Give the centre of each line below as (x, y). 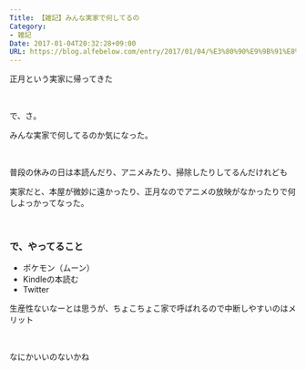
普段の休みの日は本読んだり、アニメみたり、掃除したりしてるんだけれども (149, 172)
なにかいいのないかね (49, 357)
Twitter (36, 290)
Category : (28, 26)
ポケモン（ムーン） (59, 268)
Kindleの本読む (51, 280)
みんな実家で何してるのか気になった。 (81, 135)
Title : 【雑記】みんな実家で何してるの (75, 18)
